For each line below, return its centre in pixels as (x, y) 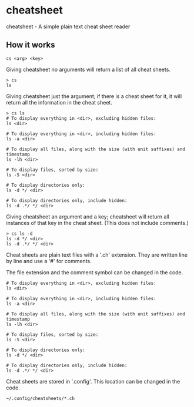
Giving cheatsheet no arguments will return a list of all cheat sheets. (88, 69)
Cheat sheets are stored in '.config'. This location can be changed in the (93, 381)
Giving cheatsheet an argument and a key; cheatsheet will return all (88, 216)
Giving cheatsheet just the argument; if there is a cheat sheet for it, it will (94, 96)
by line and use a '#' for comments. (49, 261)
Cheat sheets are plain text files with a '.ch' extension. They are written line (97, 255)
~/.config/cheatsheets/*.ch (41, 398)
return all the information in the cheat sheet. (59, 102)
